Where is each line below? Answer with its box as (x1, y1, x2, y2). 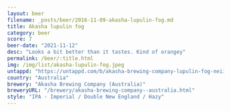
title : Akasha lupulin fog (7, 23, 85, 30)
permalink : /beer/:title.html (7, 55, 94, 62)
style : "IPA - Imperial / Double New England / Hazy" (7, 94, 165, 101)
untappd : (7, 68, 32, 74)
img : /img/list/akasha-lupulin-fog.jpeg (7, 61, 125, 68)
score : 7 (7, 36, 32, 43)
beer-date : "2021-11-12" (7, 42, 78, 49)
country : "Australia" (7, 74, 69, 81)
